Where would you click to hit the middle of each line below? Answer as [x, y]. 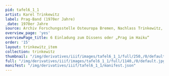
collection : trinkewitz [30, 51]
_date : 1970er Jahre [27, 24]
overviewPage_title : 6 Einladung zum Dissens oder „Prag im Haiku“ [77, 38]
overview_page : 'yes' [28, 33]
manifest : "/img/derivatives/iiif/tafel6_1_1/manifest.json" [71, 65]
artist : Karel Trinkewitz [32, 14]
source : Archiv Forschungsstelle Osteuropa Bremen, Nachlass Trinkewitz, [84, 28]
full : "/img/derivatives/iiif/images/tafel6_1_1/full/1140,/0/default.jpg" [86, 61]
